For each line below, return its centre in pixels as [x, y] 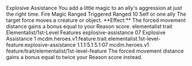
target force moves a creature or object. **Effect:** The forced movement [96, 20]
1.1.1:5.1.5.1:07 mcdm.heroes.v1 [113, 45]
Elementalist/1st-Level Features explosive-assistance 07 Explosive [86, 32]
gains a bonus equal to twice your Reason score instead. [74, 57]
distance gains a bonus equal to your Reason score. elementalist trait [89, 26]
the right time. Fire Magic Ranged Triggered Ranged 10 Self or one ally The [96, 14]
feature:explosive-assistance [41, 45]
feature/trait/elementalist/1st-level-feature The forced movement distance [95, 51]
